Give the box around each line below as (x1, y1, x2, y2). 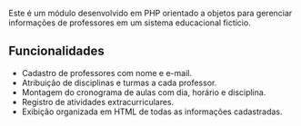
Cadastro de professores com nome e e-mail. (21, 67, 193, 78)
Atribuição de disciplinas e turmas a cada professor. (21, 77, 217, 88)
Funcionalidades (8, 44, 105, 59)
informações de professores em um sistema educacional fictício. (8, 17, 251, 28)
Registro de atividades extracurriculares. (21, 96, 175, 107)
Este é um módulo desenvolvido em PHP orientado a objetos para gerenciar (8, 8, 293, 18)
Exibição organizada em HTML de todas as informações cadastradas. (21, 106, 283, 117)
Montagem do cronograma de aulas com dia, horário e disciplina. (21, 86, 266, 98)
